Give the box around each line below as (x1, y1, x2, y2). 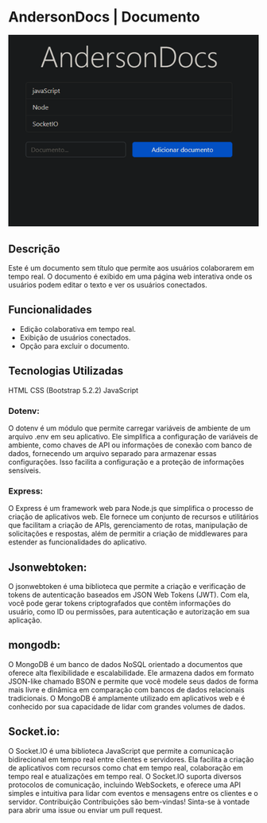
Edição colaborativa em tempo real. (19, 324, 137, 333)
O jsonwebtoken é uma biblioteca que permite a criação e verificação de (8, 582, 246, 591)
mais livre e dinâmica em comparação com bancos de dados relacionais (8, 685, 245, 694)
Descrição (8, 242, 60, 255)
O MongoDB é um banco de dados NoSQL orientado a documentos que (8, 659, 243, 669)
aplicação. (8, 615, 42, 625)
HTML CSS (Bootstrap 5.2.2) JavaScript (8, 385, 139, 395)
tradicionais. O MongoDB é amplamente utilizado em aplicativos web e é (8, 693, 246, 703)
